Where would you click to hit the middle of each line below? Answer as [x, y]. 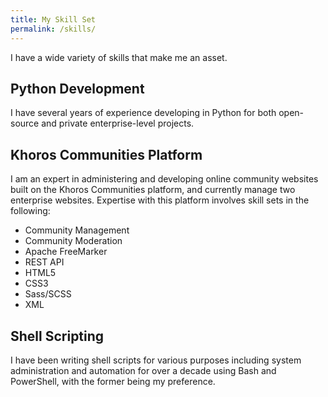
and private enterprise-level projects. [118, 123]
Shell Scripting [57, 336]
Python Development [77, 88]
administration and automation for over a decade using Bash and [143, 370]
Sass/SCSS [48, 294]
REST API [44, 262]
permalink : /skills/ [53, 29]
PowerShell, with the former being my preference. [113, 381]
